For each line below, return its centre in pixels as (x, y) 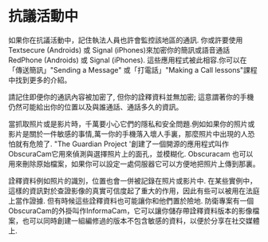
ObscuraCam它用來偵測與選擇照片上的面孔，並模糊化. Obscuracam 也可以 (131, 153)
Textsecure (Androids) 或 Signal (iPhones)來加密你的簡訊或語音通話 (119, 50)
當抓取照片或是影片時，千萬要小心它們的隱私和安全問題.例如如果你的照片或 (132, 124)
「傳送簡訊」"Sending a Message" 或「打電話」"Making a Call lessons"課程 (133, 69)
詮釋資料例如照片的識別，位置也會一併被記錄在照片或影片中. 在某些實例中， (132, 181)
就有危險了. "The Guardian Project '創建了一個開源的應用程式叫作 (122, 144)
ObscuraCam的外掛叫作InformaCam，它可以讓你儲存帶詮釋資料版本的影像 (130, 210)
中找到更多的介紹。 (40, 80)
